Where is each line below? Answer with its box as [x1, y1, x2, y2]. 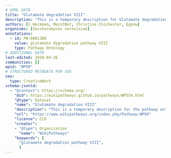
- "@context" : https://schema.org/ [10, 88, 85, 93]
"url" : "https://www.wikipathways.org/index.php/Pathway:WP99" [14, 112, 152, 117]
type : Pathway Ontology [14, 45, 65, 50]
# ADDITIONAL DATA [5, 50, 44, 55]
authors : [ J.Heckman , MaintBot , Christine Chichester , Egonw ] [5, 21, 140, 27]
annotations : [5, 31, 33, 36]
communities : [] [5, 60, 40, 65]
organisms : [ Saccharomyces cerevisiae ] [5, 27, 90, 32]
